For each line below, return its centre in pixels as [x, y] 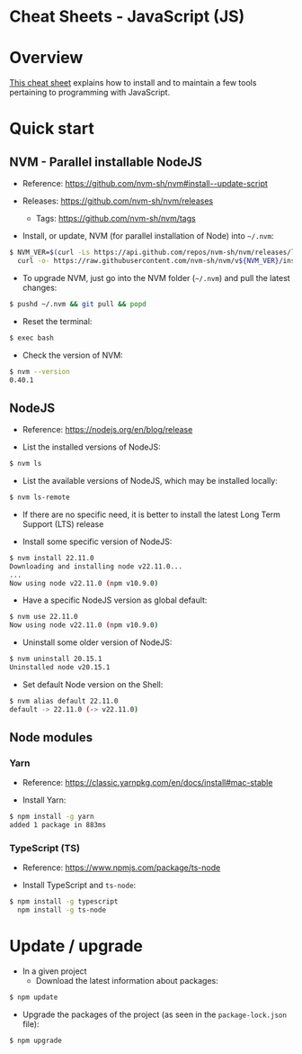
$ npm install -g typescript [64, 902]
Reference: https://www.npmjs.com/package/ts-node [121, 868]
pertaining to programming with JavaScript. [90, 93]
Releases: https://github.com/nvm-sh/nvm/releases [118, 201]
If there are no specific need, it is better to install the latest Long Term [151, 514]
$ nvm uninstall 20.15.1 [56, 659]
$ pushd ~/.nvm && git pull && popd [78, 304]
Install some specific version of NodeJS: [97, 541]
